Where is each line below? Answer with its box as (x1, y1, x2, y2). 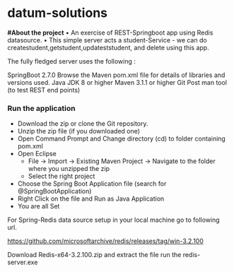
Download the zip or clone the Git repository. (17, 119, 148, 128)
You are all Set (17, 202, 60, 211)
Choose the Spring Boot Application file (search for (17, 179, 167, 188)
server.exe (7, 258, 38, 266)
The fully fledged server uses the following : (7, 57, 136, 65)
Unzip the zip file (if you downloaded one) (17, 127, 140, 136)
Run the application (7, 103, 76, 113)
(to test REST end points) (7, 85, 81, 94)
